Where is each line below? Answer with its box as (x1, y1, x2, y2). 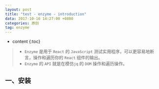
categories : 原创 (5, 20, 39, 26)
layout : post (5, 7, 32, 12)
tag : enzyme (5, 25, 29, 30)
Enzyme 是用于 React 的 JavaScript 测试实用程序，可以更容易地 (24, 49, 150, 54)
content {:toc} (12, 38, 41, 44)
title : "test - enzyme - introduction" (5, 12, 87, 17)
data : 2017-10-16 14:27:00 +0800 (5, 16, 74, 21)
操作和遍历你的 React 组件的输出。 (33, 54, 103, 61)
